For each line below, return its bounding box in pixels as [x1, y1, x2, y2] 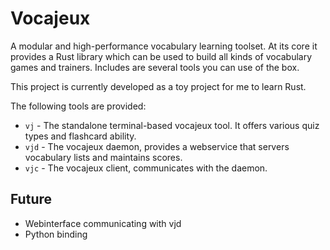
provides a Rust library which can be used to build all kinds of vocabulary [10, 50, 313, 62]
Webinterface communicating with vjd [24, 217, 182, 229]
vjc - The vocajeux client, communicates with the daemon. [24, 162, 268, 174]
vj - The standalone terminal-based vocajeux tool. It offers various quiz [24, 119, 320, 131]
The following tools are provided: [10, 100, 147, 112]
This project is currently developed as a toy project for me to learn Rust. [10, 80, 307, 92]
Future [10, 191, 53, 208]
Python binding [24, 228, 88, 240]
